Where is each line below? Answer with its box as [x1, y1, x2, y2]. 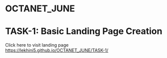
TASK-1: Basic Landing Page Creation [5, 26, 163, 37]
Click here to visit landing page [5, 42, 69, 48]
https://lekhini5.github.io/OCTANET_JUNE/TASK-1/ [5, 48, 109, 54]
